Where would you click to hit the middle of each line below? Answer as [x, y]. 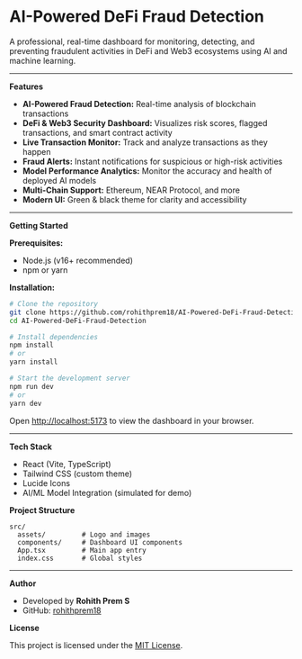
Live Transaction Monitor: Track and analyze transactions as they [145, 142]
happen [36, 151]
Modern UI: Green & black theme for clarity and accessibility [134, 199]
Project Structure [42, 510]
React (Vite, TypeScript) [67, 464]
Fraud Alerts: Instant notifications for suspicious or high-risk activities [152, 161]
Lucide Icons [46, 483]
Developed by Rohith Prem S [76, 600]
